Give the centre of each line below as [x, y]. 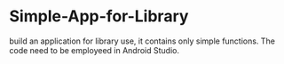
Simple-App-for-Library [99, 16]
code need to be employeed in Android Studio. [95, 50]
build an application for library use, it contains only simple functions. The [142, 41]
